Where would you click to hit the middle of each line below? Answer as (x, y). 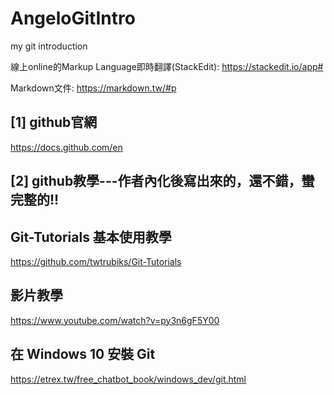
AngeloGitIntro (73, 18)
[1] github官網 (54, 122)
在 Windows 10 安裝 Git (83, 354)
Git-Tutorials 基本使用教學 (91, 237)
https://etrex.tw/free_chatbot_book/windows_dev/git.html (128, 379)
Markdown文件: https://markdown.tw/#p (93, 88)
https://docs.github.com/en (66, 147)
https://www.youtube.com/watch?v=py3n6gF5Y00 (115, 320)
